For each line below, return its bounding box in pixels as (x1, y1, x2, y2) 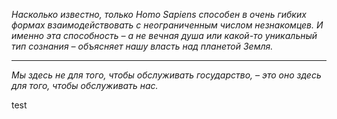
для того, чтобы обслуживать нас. (11, 80, 159, 91)
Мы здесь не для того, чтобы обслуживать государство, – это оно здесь (11, 69, 322, 81)
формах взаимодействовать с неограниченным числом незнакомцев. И (11, 19, 324, 31)
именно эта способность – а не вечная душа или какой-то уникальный (11, 30, 318, 41)
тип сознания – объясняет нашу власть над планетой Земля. (11, 40, 274, 52)
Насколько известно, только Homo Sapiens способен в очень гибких (11, 9, 307, 20)
